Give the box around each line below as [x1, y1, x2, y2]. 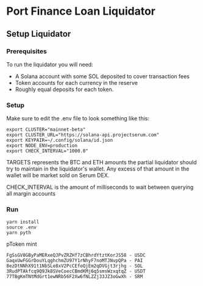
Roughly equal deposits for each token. [15, 86, 114, 93]
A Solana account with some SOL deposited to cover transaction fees [15, 72, 190, 80]
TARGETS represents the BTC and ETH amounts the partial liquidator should [6, 159, 197, 166]
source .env [6, 224, 37, 230]
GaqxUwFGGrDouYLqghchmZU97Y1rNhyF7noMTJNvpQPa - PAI [6, 258, 143, 264]
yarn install [6, 219, 40, 226]
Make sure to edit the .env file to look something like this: [6, 115, 150, 122]
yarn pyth [6, 230, 32, 236]
